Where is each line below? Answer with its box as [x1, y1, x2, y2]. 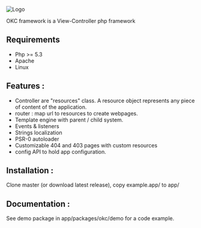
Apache [14, 57, 35, 64]
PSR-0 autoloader [14, 135, 59, 143]
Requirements [6, 35, 60, 45]
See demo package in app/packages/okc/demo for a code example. [6, 215, 175, 222]
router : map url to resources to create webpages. [14, 109, 138, 117]
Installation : [6, 165, 54, 176]
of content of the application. [14, 103, 87, 111]
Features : [6, 81, 45, 91]
